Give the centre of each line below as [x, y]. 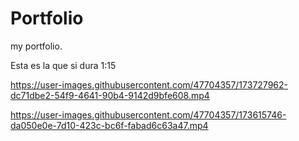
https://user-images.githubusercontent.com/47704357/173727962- [149, 84]
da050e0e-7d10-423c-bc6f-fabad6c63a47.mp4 [109, 125]
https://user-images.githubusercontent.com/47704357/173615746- [148, 114]
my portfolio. [36, 46]
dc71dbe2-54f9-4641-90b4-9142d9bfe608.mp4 [110, 95]
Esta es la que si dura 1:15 [63, 65]
